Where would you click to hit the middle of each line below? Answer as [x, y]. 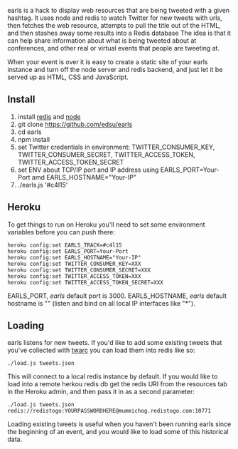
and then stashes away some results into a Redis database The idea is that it [119, 33]
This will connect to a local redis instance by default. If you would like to [113, 376]
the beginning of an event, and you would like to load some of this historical [118, 432]
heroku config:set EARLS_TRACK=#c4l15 [65, 245]
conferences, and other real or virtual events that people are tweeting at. [114, 48]
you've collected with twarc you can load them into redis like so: [101, 350]
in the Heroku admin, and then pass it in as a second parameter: [101, 392]
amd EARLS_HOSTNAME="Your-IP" [84, 177]
